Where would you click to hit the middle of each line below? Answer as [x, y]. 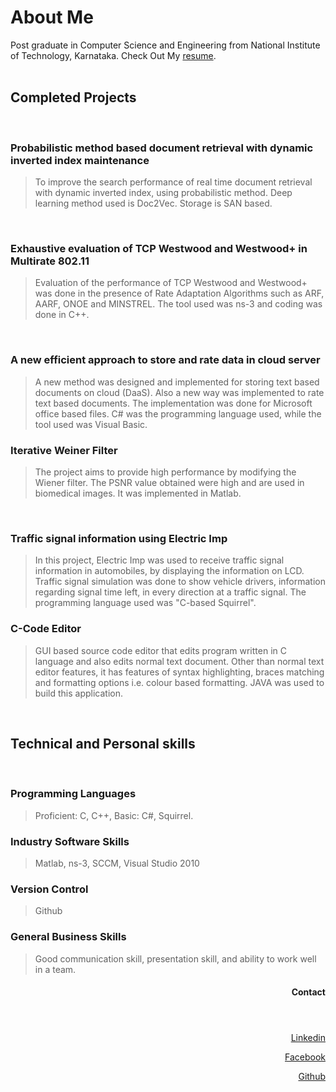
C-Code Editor [46, 629]
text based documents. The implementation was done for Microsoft [173, 403]
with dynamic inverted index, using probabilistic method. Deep [163, 193]
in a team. [55, 969]
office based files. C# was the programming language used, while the [178, 413]
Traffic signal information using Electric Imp [119, 538]
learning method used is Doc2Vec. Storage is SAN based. [153, 203]
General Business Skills [68, 937]
